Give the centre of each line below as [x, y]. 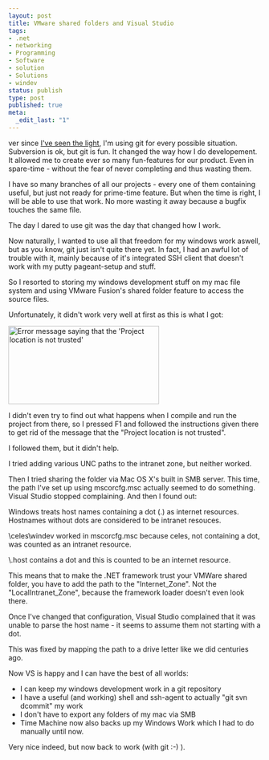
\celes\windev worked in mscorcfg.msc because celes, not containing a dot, [134, 535]
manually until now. [52, 731]
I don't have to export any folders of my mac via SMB [108, 714]
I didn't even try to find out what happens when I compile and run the [122, 415]
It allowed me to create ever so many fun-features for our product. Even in [131, 160]
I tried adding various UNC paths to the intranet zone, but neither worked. [130, 463]
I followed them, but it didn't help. [64, 448]
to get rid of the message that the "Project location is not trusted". [117, 432]
